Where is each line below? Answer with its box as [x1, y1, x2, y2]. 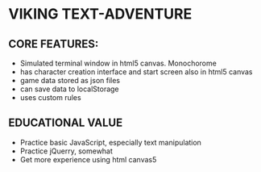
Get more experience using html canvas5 [19, 154, 157, 164]
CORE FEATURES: [8, 37, 99, 51]
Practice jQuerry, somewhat [19, 146, 113, 156]
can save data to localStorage [19, 84, 119, 94]
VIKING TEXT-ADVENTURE [8, 5, 193, 23]
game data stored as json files [19, 76, 121, 85]
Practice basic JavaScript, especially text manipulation [19, 137, 201, 147]
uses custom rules [19, 93, 82, 102]
